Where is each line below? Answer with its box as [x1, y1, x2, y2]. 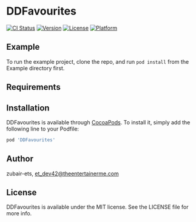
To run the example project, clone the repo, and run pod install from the [6, 58, 189, 65]
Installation [6, 103, 50, 113]
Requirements [6, 82, 61, 92]
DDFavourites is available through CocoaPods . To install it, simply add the [6, 118, 191, 126]
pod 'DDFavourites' [6, 136, 56, 143]
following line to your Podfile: [6, 125, 79, 132]
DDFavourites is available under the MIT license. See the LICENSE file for [6, 203, 189, 210]
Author [6, 153, 33, 164]
